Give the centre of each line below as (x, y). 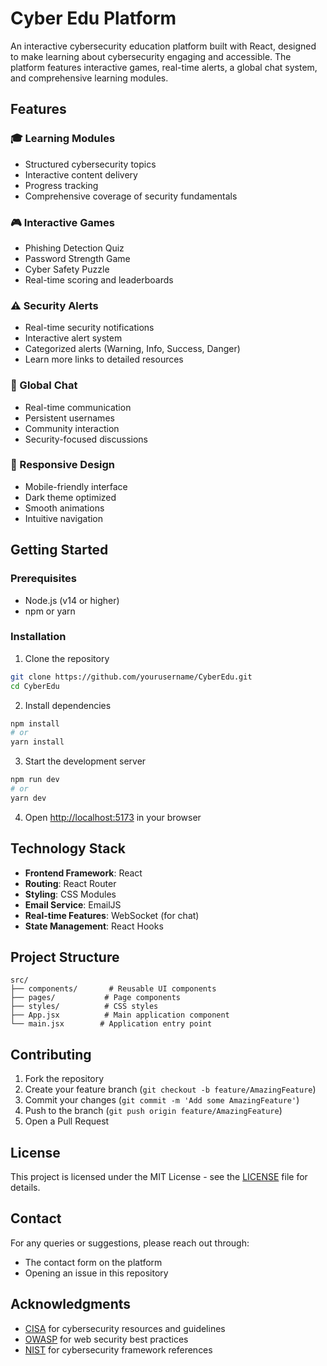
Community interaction (72, 428)
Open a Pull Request (67, 1121)
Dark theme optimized (70, 497)
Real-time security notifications (89, 328)
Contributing (51, 1054)
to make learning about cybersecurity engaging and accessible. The (151, 56)
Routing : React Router (70, 883)
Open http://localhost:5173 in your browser (113, 817)
